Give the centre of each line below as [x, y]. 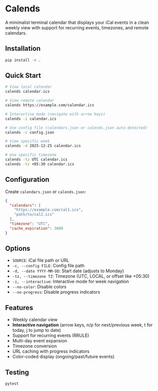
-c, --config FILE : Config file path [48, 266]
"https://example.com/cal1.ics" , [49, 210]
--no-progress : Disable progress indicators [56, 292]
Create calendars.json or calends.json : [45, 191]
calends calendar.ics [28, 92]
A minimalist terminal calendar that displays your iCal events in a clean [77, 22]
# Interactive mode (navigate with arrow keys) [55, 114]
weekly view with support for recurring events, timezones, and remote [77, 27]
